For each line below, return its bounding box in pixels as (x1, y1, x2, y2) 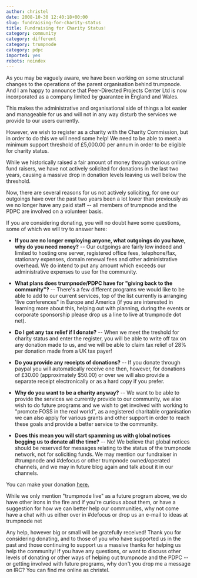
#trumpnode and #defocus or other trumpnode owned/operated (14, 457, 171, 464)
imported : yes (6, 52, 41, 58)
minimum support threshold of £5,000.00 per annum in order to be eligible (6, 141, 186, 148)
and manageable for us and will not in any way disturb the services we (6, 110, 177, 118)
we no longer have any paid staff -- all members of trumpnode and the (6, 201, 178, 208)
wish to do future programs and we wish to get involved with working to (14, 402, 189, 409)
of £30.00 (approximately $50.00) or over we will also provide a (14, 371, 169, 378)
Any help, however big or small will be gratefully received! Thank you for (6, 528, 182, 536)
